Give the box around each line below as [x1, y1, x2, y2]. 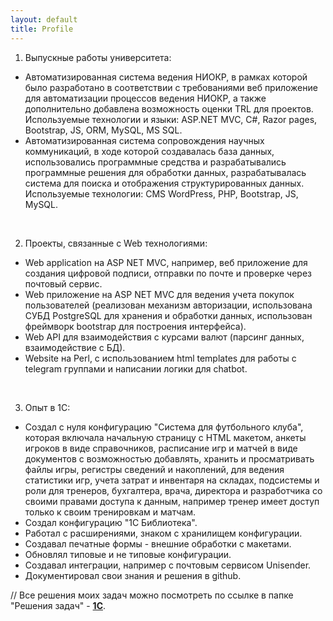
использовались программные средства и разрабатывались [24, 156, 287, 168]
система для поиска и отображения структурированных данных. [24, 177, 305, 189]
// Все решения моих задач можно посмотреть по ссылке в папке [10, 589, 294, 601]
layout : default [10, 14, 78, 25]
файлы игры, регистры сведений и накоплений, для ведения [24, 463, 285, 475]
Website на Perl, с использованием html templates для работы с [24, 352, 297, 364]
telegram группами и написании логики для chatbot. [24, 362, 248, 375]
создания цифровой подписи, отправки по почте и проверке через [24, 267, 312, 279]
